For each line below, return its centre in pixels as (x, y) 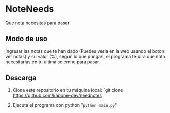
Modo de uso (26, 39)
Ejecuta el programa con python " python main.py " (65, 105)
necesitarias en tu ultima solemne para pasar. (53, 62)
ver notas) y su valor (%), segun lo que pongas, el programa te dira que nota (85, 56)
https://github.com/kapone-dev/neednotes (57, 95)
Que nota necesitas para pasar (38, 23)
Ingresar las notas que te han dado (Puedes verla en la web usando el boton (85, 51)
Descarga (21, 78)
